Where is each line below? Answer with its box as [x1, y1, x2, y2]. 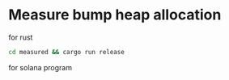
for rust [8, 32, 33, 42]
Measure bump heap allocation [8, 6, 222, 24]
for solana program [8, 62, 73, 72]
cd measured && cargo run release [8, 48, 125, 56]
